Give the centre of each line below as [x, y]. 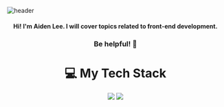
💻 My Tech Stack [115, 73]
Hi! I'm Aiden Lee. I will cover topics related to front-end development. [115, 26]
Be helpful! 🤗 [115, 44]
